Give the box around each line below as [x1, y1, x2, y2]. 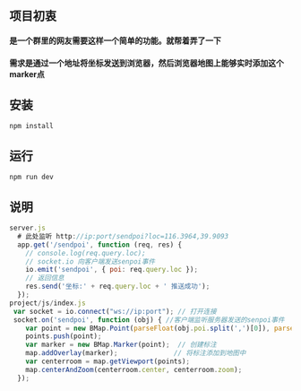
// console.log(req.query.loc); [25, 248, 146, 257]
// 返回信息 [25, 274, 64, 282]
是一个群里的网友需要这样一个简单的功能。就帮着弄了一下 [9, 35, 221, 46]
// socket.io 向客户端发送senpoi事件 [25, 256, 155, 266]
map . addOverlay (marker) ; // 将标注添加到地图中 [25, 349, 246, 358]
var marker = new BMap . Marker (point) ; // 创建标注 [25, 340, 217, 350]
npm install [9, 122, 54, 131]
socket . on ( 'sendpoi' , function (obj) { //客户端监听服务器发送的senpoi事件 [13, 315, 285, 325]
